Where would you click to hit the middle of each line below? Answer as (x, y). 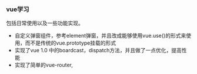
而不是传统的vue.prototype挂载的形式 (71, 43)
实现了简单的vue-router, (44, 65)
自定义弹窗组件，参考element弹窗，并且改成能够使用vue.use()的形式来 (100, 36)
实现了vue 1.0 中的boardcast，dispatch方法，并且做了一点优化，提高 (98, 51)
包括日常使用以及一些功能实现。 (45, 23)
